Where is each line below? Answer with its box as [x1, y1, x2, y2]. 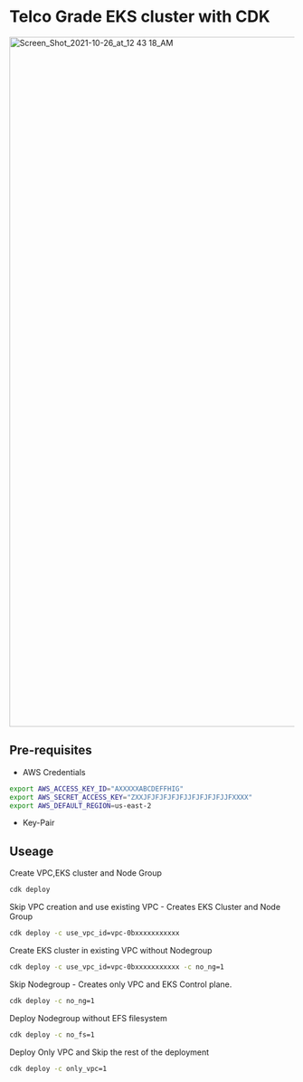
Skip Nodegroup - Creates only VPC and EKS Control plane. [9, 979, 232, 990]
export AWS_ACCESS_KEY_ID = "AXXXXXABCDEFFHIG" [9, 784, 184, 793]
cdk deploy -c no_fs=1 [9, 1030, 95, 1039]
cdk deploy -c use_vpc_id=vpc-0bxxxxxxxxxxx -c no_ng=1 [9, 962, 224, 972]
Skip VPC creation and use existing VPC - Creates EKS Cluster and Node [9, 902, 281, 913]
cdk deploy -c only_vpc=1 [9, 1064, 107, 1073]
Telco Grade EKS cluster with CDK [9, 6, 270, 27]
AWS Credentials [22, 766, 86, 777]
